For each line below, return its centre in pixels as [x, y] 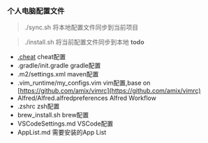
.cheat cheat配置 [42, 57]
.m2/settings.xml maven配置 [58, 74]
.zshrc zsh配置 [38, 106]
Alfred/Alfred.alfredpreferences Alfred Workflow [87, 98]
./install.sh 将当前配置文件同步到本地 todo [84, 42]
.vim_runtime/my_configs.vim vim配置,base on [84, 83]
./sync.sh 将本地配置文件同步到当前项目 [81, 27]
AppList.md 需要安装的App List [62, 133]
